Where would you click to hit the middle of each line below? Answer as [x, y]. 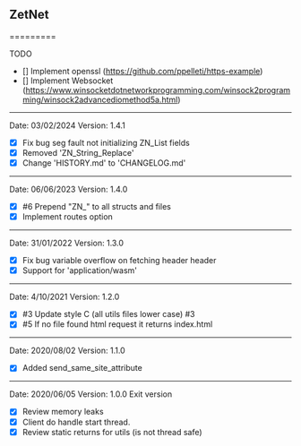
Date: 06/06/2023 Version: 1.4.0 [69, 189]
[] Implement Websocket [68, 81]
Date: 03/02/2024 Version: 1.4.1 [67, 125]
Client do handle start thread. [76, 422]
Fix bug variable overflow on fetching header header [119, 261]
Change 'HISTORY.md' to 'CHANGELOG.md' [104, 163]
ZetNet [29, 15]
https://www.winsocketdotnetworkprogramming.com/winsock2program [158, 90]
